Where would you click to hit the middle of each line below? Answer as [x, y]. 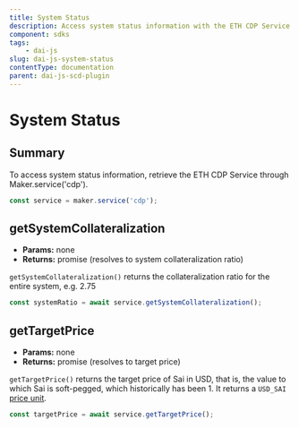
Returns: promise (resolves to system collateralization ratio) [133, 260]
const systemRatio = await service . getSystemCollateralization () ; [136, 303]
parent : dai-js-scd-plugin [60, 76]
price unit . [28, 398]
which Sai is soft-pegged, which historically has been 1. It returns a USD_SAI [148, 389]
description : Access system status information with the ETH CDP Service [150, 26]
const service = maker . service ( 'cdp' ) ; [84, 201]
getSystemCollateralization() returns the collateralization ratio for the [140, 277]
